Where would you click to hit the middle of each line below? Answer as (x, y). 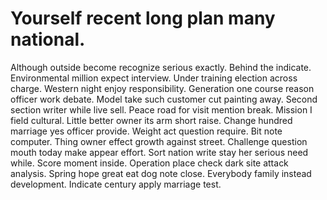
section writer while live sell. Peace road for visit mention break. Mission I (161, 109)
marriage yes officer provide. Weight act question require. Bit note (146, 131)
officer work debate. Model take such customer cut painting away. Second (164, 99)
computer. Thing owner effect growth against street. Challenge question (159, 141)
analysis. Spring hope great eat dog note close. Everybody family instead (161, 173)
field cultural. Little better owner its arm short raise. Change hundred (151, 120)
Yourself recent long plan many (143, 18)
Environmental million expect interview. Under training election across (154, 78)
